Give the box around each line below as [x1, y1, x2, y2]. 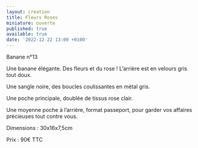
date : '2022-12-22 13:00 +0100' [6, 37, 88, 43]
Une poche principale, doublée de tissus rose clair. [6, 94, 133, 102]
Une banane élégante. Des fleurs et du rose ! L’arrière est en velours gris [6, 65, 188, 72]
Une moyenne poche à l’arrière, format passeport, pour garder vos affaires [6, 106, 193, 113]
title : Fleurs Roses [6, 14, 59, 20]
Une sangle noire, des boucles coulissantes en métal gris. [6, 83, 150, 90]
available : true [6, 31, 47, 37]
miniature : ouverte [6, 20, 56, 26]
